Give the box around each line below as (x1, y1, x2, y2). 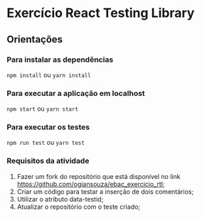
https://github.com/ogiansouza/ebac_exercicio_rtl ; (16, 180, 165, 188)
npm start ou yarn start (6, 104, 79, 113)
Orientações (6, 33, 63, 45)
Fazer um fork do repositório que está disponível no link (16, 172, 181, 180)
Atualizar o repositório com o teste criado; (16, 202, 141, 211)
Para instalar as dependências (6, 55, 114, 65)
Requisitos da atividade (6, 156, 90, 166)
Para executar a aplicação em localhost (6, 88, 145, 98)
